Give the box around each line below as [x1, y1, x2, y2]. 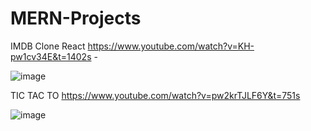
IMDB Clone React [10, 40, 86, 52]
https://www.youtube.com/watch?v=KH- [87, 40, 255, 52]
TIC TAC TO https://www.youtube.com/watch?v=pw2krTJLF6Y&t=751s [10, 89, 301, 101]
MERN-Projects [10, 7, 142, 30]
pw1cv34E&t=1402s [10, 50, 92, 62]
